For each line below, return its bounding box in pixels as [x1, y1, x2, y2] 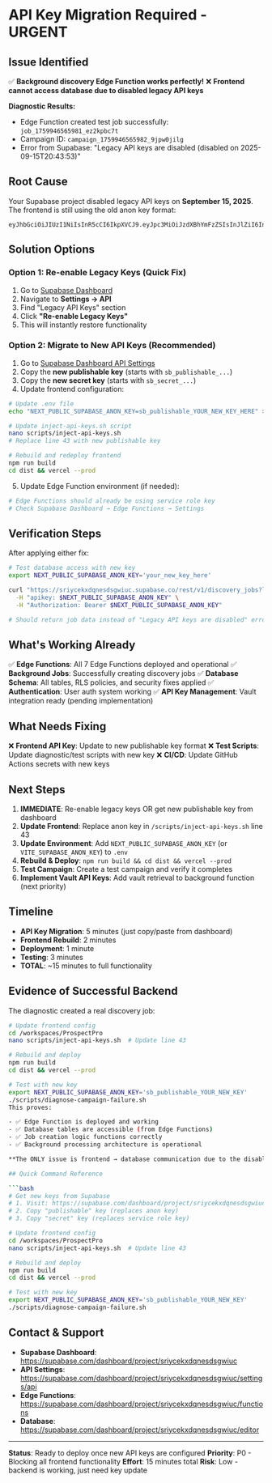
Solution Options [8, 243, 96, 257]
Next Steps [8, 783, 66, 797]
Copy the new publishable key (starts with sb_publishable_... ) [19, 367, 233, 376]
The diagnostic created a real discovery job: [8, 1005, 155, 1015]
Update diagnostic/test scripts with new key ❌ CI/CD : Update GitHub [8, 750, 239, 760]
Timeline [8, 905, 54, 919]
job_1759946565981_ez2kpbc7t [19, 127, 119, 135]
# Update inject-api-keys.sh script [8, 422, 132, 430]
